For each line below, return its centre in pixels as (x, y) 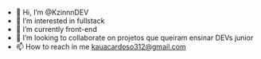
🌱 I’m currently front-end (56, 29)
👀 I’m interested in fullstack (60, 21)
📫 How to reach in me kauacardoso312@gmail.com (101, 47)
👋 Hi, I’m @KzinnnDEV (52, 12)
